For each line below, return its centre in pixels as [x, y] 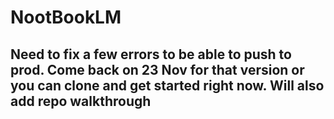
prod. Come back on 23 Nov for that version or [157, 69]
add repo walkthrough [81, 101]
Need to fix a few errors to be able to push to [151, 54]
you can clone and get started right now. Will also [167, 85]
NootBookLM [66, 17]
